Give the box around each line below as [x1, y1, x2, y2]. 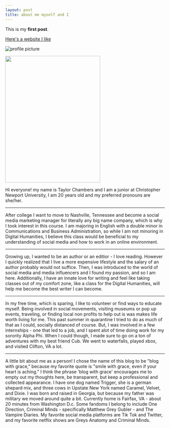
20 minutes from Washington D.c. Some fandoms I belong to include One [5, 401, 157, 407]
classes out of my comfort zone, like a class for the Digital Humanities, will [5, 280, 160, 286]
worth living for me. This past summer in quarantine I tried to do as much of [5, 316, 163, 322]
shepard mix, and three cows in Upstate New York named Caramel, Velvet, [5, 384, 161, 391]
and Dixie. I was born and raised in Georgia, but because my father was [5, 390, 154, 396]
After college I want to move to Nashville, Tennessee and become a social [5, 212, 159, 218]
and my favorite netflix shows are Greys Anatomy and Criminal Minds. [5, 417, 151, 423]
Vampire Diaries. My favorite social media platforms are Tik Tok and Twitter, [5, 411, 163, 418]
